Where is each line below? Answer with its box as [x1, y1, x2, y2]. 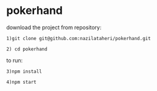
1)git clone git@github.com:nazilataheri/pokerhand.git [6, 35, 151, 41]
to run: [6, 56, 23, 64]
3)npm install [6, 68, 43, 75]
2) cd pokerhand [6, 46, 47, 52]
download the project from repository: [6, 24, 102, 31]
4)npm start [6, 79, 37, 85]
